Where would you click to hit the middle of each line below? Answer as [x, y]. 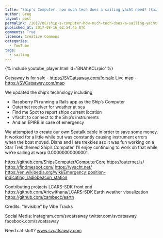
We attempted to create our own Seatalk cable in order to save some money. [81, 132]
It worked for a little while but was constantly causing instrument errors [76, 137]
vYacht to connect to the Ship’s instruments [55, 118]
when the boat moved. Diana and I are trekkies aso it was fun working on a [80, 142]
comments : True [20, 32]
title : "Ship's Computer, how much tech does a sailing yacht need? [76, 9]
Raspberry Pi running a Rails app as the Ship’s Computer [68, 102]
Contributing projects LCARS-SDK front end [49, 187]
